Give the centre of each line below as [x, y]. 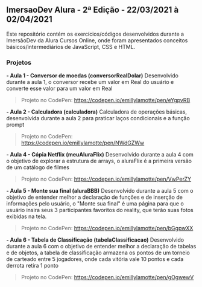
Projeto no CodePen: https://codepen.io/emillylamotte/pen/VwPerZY [106, 179]
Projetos [19, 62]
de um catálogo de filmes [38, 167]
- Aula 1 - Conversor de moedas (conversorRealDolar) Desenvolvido [93, 76]
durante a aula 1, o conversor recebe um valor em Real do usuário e [90, 82]
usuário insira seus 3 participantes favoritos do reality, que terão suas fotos [100, 210]
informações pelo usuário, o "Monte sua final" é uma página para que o [95, 204]
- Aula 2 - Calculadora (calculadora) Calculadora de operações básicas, [97, 112]
